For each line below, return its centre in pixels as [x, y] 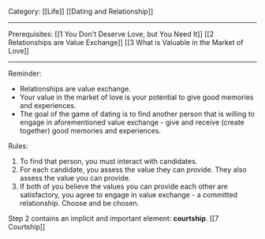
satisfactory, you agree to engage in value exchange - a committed [129, 195]
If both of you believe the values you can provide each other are [124, 186]
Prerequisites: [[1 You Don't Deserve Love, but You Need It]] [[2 [111, 34]
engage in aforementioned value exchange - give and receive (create [132, 122]
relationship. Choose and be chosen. [79, 203]
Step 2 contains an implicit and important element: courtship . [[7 [114, 218]
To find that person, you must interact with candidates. [108, 161]
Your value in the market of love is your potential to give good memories [136, 97]
